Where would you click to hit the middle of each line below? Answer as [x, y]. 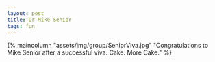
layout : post [26, 13]
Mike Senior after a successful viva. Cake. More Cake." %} [90, 52]
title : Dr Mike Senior [39, 20]
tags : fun [21, 26]
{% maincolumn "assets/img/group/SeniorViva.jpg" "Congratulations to [108, 46]
